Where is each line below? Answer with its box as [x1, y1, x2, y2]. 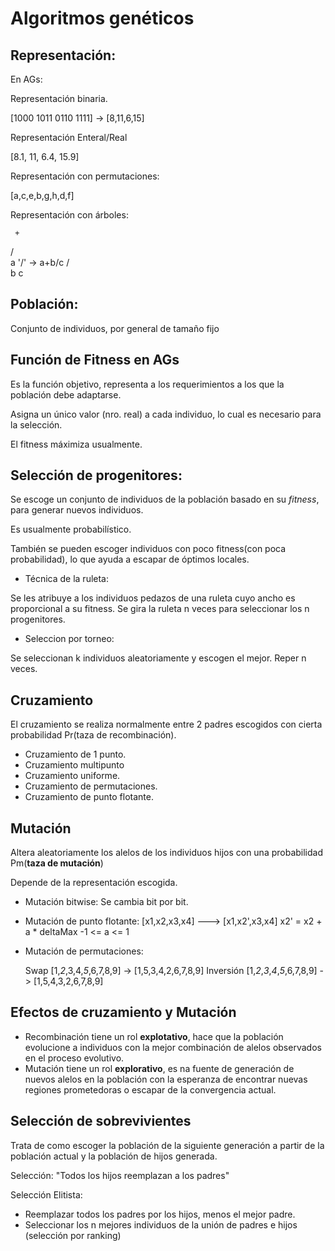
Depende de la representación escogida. [10, 877, 178, 889]
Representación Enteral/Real [10, 132, 128, 143]
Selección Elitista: [10, 1188, 83, 1201]
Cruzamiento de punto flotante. [24, 791, 154, 803]
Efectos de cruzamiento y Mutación [10, 1004, 237, 1021]
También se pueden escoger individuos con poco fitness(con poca [10, 543, 287, 555]
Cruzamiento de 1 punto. [24, 748, 127, 761]
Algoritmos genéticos [10, 7, 195, 30]
